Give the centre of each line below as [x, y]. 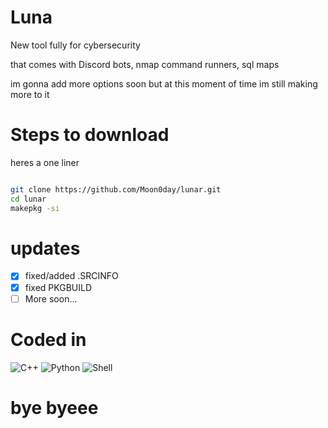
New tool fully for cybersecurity [75, 45]
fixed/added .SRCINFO [71, 276]
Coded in [48, 339]
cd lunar [28, 199]
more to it [30, 94]
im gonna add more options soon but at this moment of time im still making [164, 83]
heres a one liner [45, 162]
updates [45, 248]
